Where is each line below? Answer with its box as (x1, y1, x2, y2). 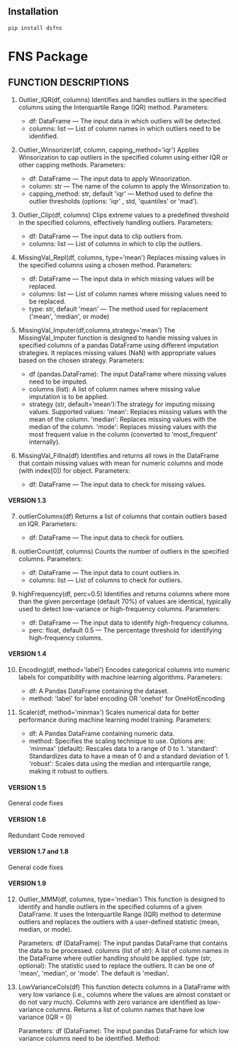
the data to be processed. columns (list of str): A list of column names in (18, 946, 229, 954)
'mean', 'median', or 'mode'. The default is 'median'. (18, 969, 169, 977)
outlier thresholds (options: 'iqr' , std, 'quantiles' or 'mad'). (28, 196, 199, 205)
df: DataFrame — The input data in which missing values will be (28, 274, 215, 283)
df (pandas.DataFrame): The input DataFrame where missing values (28, 369, 227, 378)
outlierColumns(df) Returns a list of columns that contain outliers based (18, 512, 227, 520)
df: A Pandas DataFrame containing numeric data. (28, 730, 175, 738)
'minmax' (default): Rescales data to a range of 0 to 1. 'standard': (28, 745, 218, 753)
